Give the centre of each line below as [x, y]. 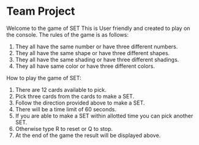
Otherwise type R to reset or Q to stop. [64, 128]
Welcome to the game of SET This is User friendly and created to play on [98, 28]
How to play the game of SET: [44, 78]
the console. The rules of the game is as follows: [67, 34]
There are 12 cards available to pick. [61, 89]
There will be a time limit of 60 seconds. [66, 109]
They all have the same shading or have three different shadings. [97, 59]
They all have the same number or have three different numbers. [96, 46]
